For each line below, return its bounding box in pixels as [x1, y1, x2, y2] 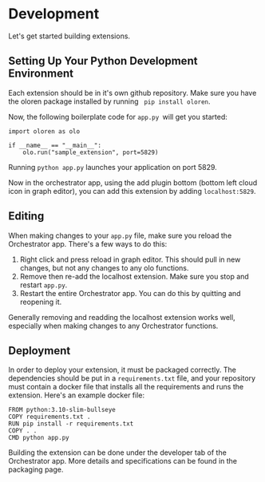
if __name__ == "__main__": [8, 141, 102, 149]
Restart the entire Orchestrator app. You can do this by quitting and [19, 288, 241, 298]
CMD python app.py [8, 434, 69, 442]
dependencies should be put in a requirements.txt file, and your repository [8, 373, 256, 383]
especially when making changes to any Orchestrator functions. [8, 321, 219, 330]
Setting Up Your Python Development [8, 54, 198, 68]
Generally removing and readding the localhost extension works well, [8, 312, 235, 322]
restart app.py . [19, 280, 68, 290]
